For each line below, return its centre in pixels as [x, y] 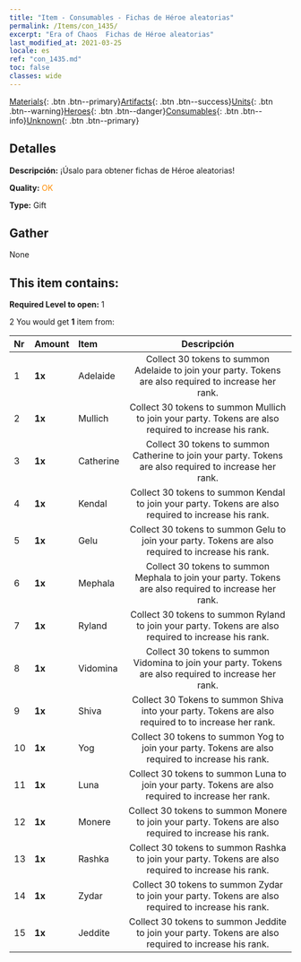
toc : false [30, 68]
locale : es [30, 51]
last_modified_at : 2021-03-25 [66, 43]
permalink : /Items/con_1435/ [64, 26]
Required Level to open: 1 [57, 305]
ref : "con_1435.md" [46, 59]
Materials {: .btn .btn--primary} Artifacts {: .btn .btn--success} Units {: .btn [141, 101]
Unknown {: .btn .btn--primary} [83, 120]
